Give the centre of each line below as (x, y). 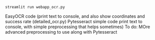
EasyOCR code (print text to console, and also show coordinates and (75, 16)
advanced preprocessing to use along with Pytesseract (61, 32)
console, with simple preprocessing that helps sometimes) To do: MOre (78, 27)
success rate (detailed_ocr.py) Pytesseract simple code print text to (74, 21)
